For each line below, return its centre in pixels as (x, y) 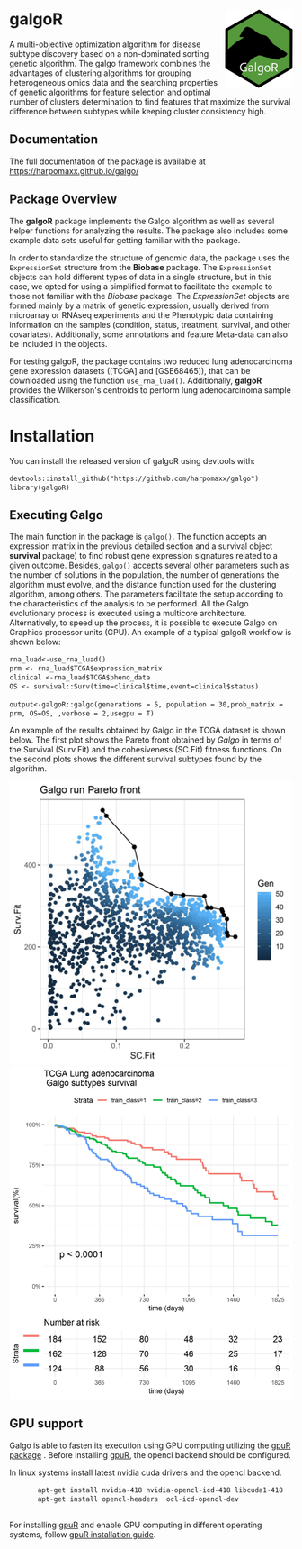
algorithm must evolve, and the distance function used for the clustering (143, 585)
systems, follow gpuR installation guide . (83, 1534)
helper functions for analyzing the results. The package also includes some (149, 231)
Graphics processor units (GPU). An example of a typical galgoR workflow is (151, 633)
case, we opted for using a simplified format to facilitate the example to (141, 286)
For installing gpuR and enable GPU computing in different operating (136, 1525)
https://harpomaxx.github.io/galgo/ (74, 170)
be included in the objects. (58, 343)
